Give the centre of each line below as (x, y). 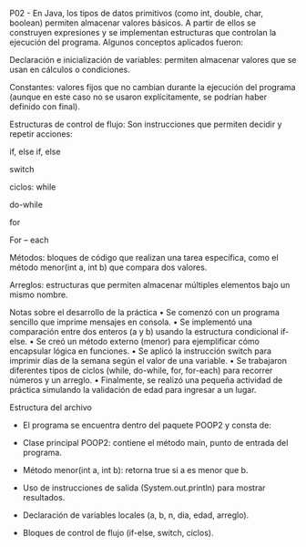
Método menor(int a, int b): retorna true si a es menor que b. (135, 470)
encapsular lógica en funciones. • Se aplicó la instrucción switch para (140, 351)
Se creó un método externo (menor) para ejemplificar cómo (148, 341)
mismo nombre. (39, 294)
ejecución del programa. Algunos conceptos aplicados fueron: (127, 42)
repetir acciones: (41, 134)
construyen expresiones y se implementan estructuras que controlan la (143, 32)
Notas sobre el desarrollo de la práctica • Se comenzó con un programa (145, 312)
